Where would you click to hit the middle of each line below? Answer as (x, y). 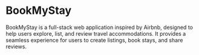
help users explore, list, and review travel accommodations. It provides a (96, 33)
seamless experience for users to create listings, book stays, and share (94, 40)
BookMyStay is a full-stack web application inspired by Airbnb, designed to (99, 27)
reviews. (16, 47)
